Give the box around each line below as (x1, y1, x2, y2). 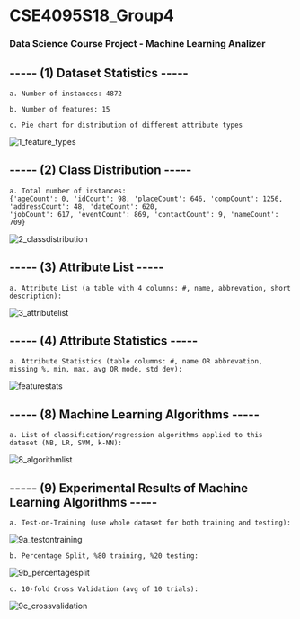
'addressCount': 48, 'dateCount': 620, (9, 202, 159, 211)
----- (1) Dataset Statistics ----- (9, 65, 189, 81)
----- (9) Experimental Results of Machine (9, 480, 249, 496)
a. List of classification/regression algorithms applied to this (9, 431, 263, 440)
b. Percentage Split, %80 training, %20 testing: (9, 551, 199, 561)
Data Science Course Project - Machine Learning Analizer (9, 38, 267, 50)
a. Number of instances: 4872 (9, 89, 123, 98)
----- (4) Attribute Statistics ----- (9, 333, 199, 348)
